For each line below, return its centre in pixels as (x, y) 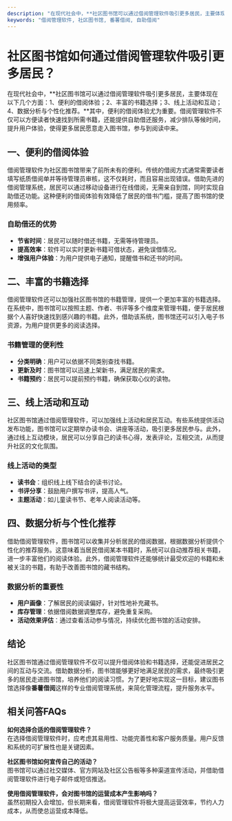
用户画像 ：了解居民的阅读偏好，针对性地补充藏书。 (89, 603)
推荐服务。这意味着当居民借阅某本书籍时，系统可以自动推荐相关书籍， (125, 550)
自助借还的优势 (32, 224)
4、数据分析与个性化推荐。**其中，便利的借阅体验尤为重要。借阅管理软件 (112, 111)
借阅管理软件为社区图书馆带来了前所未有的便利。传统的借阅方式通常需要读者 (116, 170)
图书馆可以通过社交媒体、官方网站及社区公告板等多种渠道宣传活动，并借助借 (116, 770)
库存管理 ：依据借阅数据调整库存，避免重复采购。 (86, 611)
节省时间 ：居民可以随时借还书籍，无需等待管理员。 (89, 240)
